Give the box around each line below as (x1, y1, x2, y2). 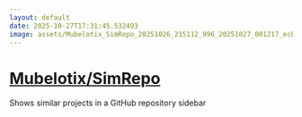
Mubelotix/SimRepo (9, 68, 161, 88)
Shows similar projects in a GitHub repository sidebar (9, 97, 207, 108)
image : (9, 29, 34, 38)
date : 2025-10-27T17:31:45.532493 (9, 21, 139, 30)
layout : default (9, 13, 70, 22)
